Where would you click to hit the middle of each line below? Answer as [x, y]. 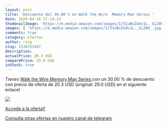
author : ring [19, 42]
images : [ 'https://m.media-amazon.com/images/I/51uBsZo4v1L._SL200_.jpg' [84, 28]
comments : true [21, 33]
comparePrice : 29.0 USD [30, 61]
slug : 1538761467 [23, 47]
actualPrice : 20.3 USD [29, 56]
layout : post [19, 10]
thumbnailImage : [22, 24]
